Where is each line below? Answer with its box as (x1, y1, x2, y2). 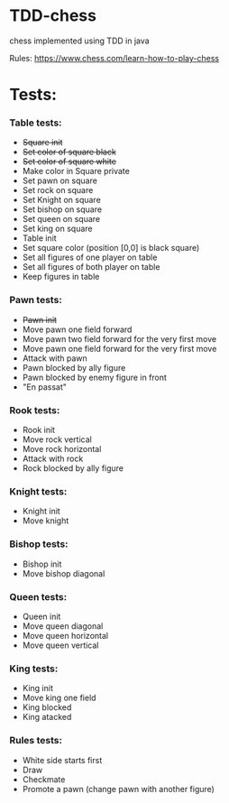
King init (22, 683, 54, 694)
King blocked (22, 702, 72, 713)
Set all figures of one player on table (22, 252, 158, 263)
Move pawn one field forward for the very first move (22, 343, 217, 354)
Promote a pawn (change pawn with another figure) (22, 783, 215, 794)
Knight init (22, 506, 60, 517)
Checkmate (22, 773, 66, 785)
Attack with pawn (22, 353, 87, 364)
